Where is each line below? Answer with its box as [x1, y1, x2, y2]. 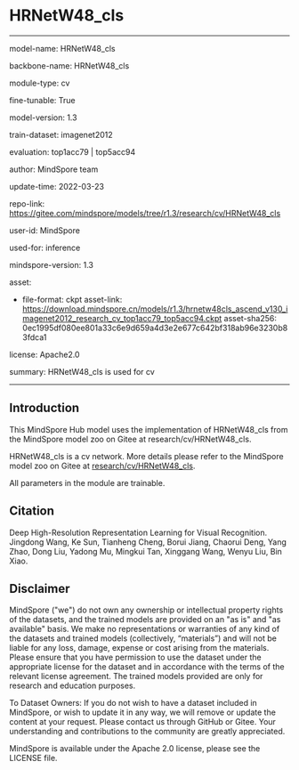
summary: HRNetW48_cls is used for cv [9, 366, 156, 377]
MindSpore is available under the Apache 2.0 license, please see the [9, 743, 261, 754]
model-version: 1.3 [9, 112, 77, 123]
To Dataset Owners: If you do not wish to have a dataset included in [9, 698, 258, 709]
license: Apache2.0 [9, 349, 80, 360]
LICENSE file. [9, 753, 58, 764]
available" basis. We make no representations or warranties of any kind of [9, 624, 280, 635]
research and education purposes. [9, 680, 136, 691]
